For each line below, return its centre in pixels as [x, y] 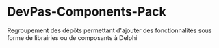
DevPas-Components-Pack [87, 12]
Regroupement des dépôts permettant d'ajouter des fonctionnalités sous [109, 30]
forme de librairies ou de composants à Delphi [72, 37]
